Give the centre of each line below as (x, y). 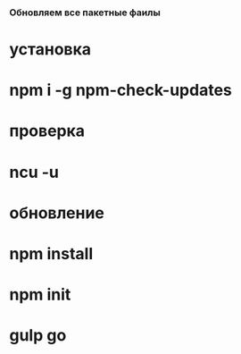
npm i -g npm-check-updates (120, 90)
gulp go (38, 336)
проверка (47, 131)
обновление (57, 213)
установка (50, 50)
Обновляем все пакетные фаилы (85, 13)
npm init (40, 295)
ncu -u (34, 172)
